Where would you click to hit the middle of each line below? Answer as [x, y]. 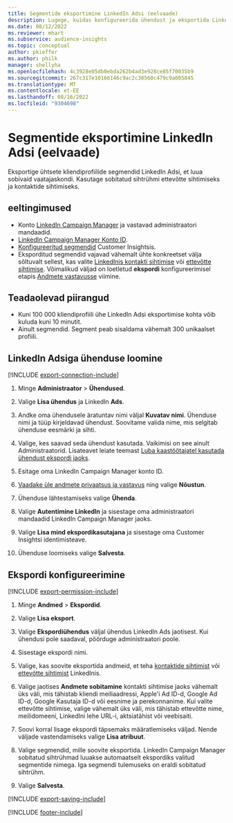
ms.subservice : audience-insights [58, 39]
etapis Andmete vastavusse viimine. [69, 276]
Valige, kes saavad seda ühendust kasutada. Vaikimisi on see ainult [113, 443]
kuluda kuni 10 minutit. [50, 322]
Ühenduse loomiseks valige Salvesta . [72, 553]
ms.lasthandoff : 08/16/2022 [48, 98]
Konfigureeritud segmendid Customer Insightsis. [87, 247]
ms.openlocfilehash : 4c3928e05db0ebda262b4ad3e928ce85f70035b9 [101, 71]
